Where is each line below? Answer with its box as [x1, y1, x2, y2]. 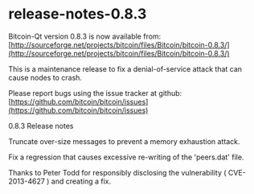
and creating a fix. [51, 176, 111, 186]
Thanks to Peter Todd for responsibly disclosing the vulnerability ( [8, 167, 227, 177]
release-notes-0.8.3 [8, 5, 147, 23]
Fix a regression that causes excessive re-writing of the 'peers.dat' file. [8, 152, 244, 162]
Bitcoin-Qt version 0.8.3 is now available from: [8, 31, 162, 41]
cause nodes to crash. [8, 72, 83, 82]
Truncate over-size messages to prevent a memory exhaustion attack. [8, 136, 240, 146]
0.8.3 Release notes [8, 121, 74, 130]
